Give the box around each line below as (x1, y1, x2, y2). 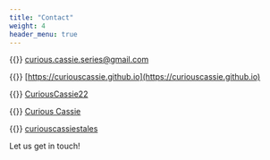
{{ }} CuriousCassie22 (9, 88, 89, 99)
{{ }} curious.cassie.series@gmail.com (9, 55, 149, 65)
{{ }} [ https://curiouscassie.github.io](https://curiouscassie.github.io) (9, 72, 261, 82)
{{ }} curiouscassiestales (9, 123, 98, 134)
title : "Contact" (9, 13, 74, 22)
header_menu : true (9, 29, 78, 38)
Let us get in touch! (9, 140, 80, 152)
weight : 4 (9, 21, 46, 30)
